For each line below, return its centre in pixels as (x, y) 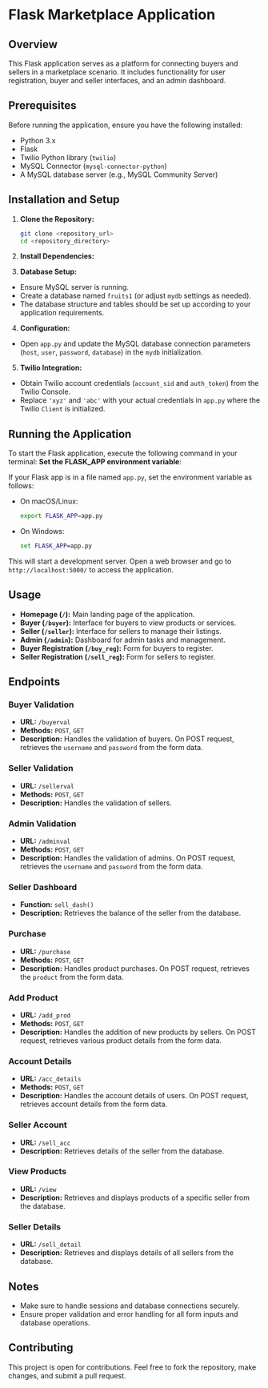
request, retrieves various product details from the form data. (121, 1040)
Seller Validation (41, 768)
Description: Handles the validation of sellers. (96, 803)
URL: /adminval (45, 841)
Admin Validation (42, 824)
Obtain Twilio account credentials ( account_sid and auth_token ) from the (139, 383)
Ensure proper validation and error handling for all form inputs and (129, 1314)
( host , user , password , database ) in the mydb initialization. (111, 352)
